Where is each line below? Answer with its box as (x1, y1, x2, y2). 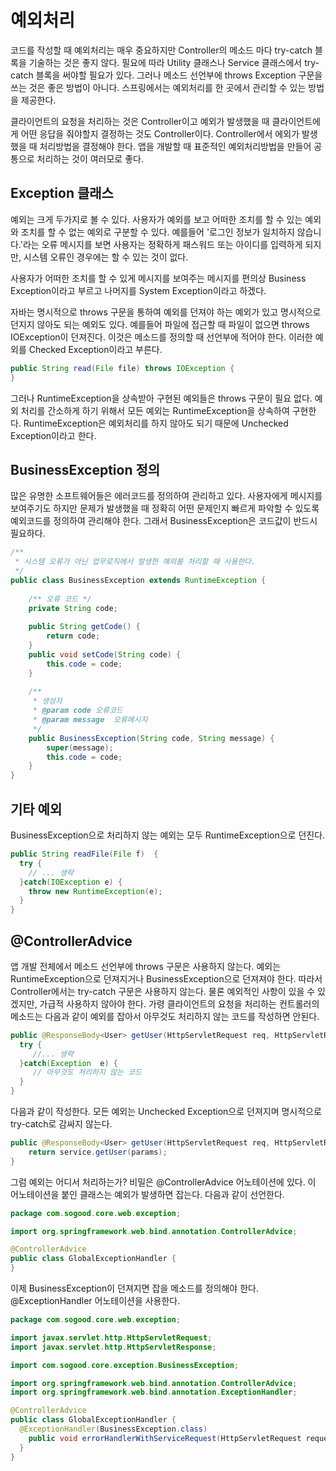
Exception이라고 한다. (10, 429, 97, 441)
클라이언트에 (271, 115, 321, 127)
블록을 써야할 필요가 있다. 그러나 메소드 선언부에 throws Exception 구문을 (35, 69, 323, 81)
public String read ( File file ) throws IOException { (10, 363, 235, 373)
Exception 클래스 (10, 185, 114, 202)
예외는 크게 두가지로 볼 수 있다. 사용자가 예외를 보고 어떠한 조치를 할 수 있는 (10, 213, 303, 225)
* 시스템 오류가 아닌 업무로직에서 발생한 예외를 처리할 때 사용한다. (14, 557, 257, 567)
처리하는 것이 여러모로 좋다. (36, 152, 144, 165)
